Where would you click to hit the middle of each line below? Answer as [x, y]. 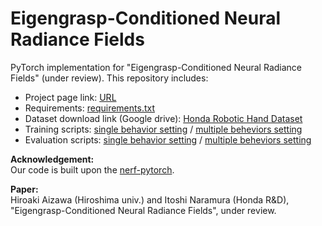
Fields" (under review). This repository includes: [109, 78]
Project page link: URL [70, 97]
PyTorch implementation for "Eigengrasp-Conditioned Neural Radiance [156, 67]
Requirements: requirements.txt [89, 108]
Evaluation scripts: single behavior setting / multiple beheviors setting [168, 139]
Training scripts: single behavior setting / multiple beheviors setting [163, 129]
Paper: [24, 189]
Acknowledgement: [52, 159]
